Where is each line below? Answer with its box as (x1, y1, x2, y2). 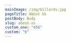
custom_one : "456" (5, 25, 42, 30)
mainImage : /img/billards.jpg (5, 7, 67, 12)
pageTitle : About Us (5, 12, 47, 16)
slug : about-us (5, 20, 36, 26)
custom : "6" (5, 29, 29, 34)
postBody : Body (5, 16, 36, 21)
